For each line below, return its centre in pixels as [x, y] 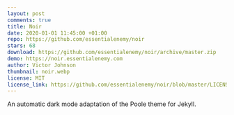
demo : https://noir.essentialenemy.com [65, 59]
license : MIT [26, 78]
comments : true [29, 20]
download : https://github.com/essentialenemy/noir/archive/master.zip [112, 53]
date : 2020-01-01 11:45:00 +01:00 [57, 33]
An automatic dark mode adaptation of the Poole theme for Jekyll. [102, 104]
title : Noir [24, 26]
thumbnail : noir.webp [39, 71]
